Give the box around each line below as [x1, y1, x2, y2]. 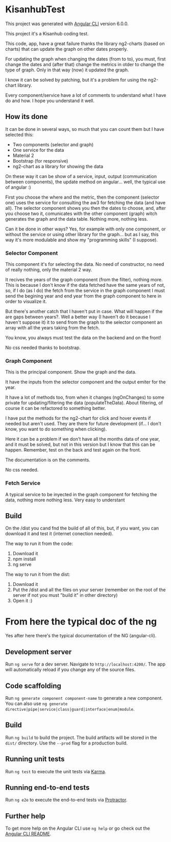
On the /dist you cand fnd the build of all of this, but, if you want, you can [5, 525, 159, 532]
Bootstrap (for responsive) [12, 158, 68, 164]
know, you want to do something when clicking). [5, 426, 107, 432]
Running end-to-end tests [5, 784, 90, 792]
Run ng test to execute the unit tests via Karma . [5, 768, 106, 774]
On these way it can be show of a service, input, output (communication [5, 173, 157, 179]
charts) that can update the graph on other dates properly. [5, 46, 128, 52]
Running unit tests [5, 755, 65, 763]
